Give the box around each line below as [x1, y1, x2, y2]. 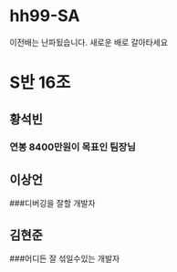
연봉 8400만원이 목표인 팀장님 [9, 141, 136, 153]
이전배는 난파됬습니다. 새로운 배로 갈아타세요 [9, 37, 169, 47]
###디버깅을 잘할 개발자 [9, 198, 96, 209]
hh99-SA [9, 5, 80, 26]
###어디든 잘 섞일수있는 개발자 [9, 253, 120, 265]
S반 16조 [9, 72, 71, 93]
